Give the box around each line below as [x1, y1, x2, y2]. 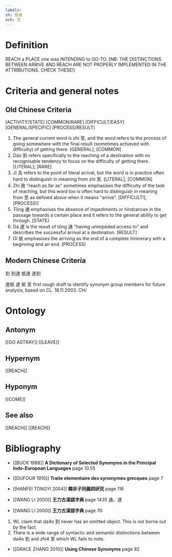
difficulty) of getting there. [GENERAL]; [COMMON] [12, 146, 122, 152]
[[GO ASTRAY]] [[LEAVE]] [5, 339, 60, 345]
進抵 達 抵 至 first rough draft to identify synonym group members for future [5, 281, 165, 287]
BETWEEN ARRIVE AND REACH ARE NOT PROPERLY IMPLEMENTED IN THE [5, 62, 167, 68]
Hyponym [5, 382, 37, 391]
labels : [5, 7, 22, 13]
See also [5, 411, 33, 420]
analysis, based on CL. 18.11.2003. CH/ [5, 287, 87, 293]
